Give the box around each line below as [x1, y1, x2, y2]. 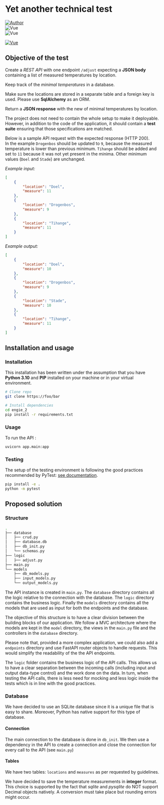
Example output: [5, 243, 38, 249]
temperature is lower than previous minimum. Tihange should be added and [5, 146, 157, 152]
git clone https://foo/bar [5, 394, 60, 399]
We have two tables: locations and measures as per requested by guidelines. [5, 769, 159, 775]
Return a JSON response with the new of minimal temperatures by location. [5, 105, 158, 111]
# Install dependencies [5, 403, 54, 408]
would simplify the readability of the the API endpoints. [5, 650, 116, 656]
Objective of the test [5, 54, 69, 62]
